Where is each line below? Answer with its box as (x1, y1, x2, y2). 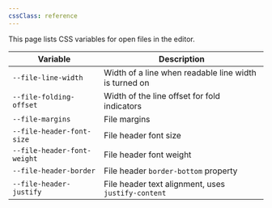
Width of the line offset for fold (104, 90, 221, 101)
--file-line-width (12, 73, 83, 82)
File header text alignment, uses (104, 178, 225, 189)
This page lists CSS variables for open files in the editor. (8, 34, 196, 44)
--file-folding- (12, 92, 75, 101)
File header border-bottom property (104, 165, 238, 176)
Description (159, 53, 205, 65)
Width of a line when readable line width (104, 66, 257, 78)
